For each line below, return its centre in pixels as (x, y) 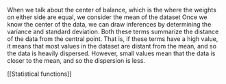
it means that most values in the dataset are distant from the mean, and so (112, 46)
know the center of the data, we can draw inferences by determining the (109, 24)
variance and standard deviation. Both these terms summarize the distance (113, 31)
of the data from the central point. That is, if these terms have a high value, (113, 39)
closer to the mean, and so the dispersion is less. (76, 60)
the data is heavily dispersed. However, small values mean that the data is (111, 53)
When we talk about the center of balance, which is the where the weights (112, 10)
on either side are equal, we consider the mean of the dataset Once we (107, 17)
